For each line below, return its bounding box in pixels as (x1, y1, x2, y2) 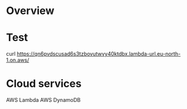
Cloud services (6, 77, 82, 90)
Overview (6, 4, 55, 18)
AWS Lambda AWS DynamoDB (6, 97, 81, 104)
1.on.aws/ (6, 57, 29, 64)
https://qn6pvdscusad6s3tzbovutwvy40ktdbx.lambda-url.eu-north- (16, 50, 181, 57)
